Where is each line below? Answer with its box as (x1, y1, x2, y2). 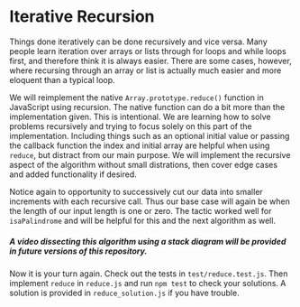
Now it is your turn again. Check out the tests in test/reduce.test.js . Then (9, 268, 288, 279)
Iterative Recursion (9, 6, 155, 27)
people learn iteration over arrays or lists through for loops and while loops (9, 45, 286, 56)
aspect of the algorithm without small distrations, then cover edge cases (9, 159, 277, 170)
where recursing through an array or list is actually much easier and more (9, 65, 282, 76)
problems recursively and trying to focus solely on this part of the (9, 120, 252, 132)
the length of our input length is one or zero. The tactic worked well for (9, 205, 272, 216)
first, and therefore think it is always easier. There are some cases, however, (9, 55, 293, 66)
